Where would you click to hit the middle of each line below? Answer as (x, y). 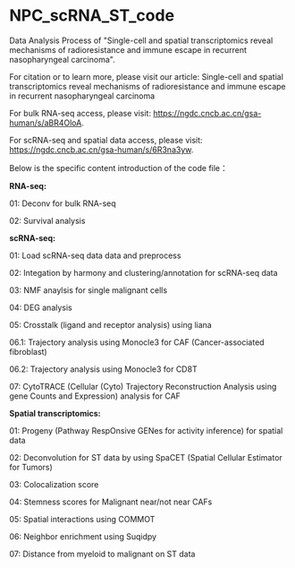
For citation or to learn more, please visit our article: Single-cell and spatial (147, 76)
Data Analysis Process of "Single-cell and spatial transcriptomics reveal (141, 40)
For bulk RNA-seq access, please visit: (80, 113)
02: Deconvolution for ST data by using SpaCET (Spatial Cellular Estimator (146, 457)
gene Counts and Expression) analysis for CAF (95, 396)
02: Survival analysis (47, 220)
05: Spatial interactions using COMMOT (82, 519)
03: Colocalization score (54, 484)
